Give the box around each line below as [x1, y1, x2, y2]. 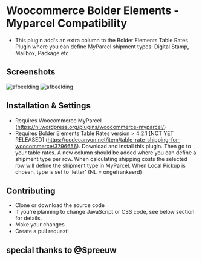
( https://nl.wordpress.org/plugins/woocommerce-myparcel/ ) [15, 123, 166, 130]
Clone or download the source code [15, 202, 105, 209]
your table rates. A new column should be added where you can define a [15, 149, 197, 156]
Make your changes [15, 221, 65, 228]
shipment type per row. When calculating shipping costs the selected [15, 155, 187, 162]
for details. [15, 214, 42, 222]
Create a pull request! [15, 228, 70, 235]
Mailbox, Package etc [15, 49, 69, 56]
